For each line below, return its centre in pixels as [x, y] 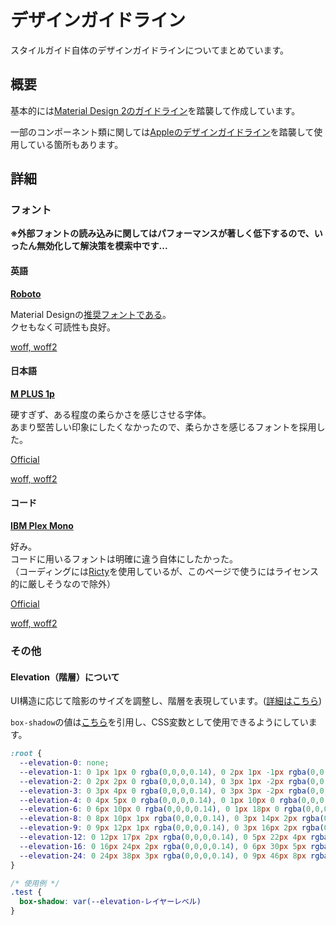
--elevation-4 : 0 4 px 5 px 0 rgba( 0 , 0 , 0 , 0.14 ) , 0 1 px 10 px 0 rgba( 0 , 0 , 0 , [174, 800]
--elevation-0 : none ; [64, 763]
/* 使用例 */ [35, 883]
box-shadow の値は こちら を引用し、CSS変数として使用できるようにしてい [159, 722]
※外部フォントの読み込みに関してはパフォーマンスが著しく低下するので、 [162, 233]
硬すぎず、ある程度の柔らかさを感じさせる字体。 [111, 414]
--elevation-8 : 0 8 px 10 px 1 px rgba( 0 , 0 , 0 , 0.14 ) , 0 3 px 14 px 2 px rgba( [172, 819]
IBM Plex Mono [42, 526]
